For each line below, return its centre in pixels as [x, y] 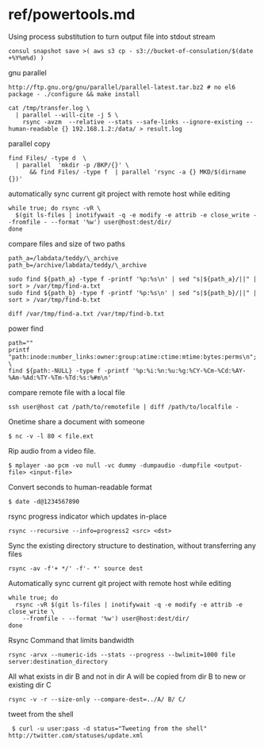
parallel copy [29, 144]
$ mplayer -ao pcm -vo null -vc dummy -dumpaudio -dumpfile [110, 465]
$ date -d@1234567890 [44, 501]
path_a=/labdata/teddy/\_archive [63, 258]
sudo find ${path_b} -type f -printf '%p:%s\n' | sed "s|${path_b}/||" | [133, 293]
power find [26, 328]
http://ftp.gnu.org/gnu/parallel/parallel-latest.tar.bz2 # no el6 [122, 87]
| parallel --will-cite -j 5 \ [67, 115]
